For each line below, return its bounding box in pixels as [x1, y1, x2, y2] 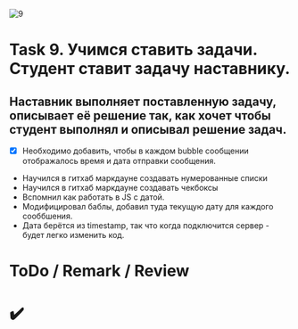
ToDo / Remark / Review [9, 261, 190, 281]
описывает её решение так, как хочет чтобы [9, 108, 272, 123]
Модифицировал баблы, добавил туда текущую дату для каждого [21, 202, 274, 212]
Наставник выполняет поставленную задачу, [9, 94, 277, 109]
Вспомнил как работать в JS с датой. [21, 192, 165, 202]
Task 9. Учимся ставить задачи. [9, 40, 258, 60]
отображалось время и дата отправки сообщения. [21, 156, 216, 167]
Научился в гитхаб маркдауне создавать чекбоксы [21, 183, 219, 193]
